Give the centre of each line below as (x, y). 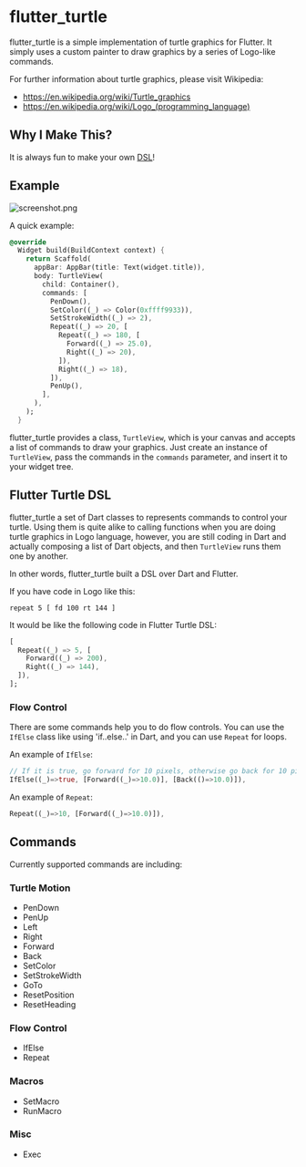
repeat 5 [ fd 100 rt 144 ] (63, 608)
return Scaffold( (59, 259)
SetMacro (41, 1101)
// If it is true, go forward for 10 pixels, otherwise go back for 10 (148, 771)
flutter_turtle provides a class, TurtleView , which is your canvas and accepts (153, 437)
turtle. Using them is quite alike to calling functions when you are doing (143, 527)
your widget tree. (42, 466)
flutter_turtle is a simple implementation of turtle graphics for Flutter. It (141, 42)
